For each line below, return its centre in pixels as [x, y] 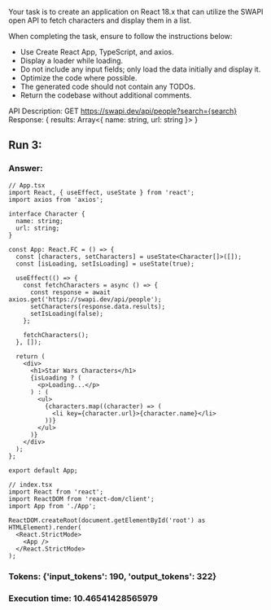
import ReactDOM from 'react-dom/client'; [81, 499]
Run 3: [25, 145]
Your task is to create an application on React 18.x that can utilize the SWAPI [136, 12]
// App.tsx [27, 185]
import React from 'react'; [56, 492]
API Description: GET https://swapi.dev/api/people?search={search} [123, 111]
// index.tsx [31, 485]
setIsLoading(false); [67, 314]
